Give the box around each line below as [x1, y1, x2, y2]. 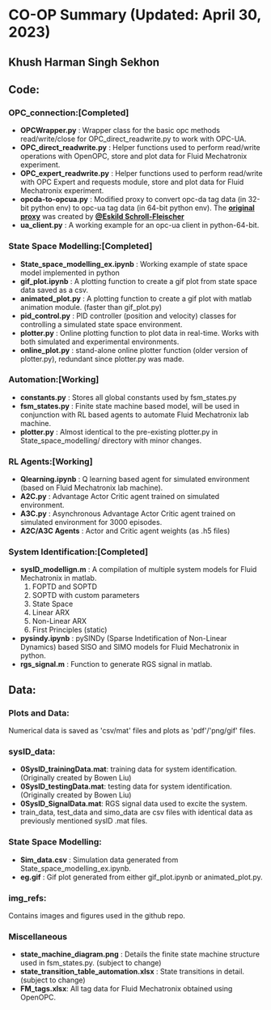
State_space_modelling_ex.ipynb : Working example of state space [19, 259, 248, 269]
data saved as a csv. [19, 285, 89, 294]
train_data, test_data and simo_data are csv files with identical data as [19, 807, 253, 817]
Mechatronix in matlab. [19, 574, 97, 583]
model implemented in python [19, 268, 120, 277]
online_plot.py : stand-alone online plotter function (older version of [19, 345, 248, 355]
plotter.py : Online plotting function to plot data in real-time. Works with [19, 328, 260, 337]
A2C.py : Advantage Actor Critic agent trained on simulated [19, 492, 220, 501]
